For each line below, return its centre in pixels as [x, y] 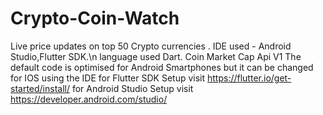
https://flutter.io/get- [249, 78]
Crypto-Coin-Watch [95, 18]
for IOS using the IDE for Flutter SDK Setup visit [108, 78]
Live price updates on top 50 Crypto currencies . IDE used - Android [151, 46]
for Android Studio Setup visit [132, 88]
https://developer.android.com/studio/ [89, 99]
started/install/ [40, 88]
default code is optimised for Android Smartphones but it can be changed [162, 67]
